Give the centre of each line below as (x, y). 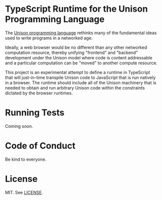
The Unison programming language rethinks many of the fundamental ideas (81, 33)
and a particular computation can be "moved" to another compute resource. (81, 63)
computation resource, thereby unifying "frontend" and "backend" (72, 53)
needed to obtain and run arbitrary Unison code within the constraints (75, 88)
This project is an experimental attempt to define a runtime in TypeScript (78, 72)
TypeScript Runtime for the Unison (77, 9)
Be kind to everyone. (26, 159)
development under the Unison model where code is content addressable (79, 57)
